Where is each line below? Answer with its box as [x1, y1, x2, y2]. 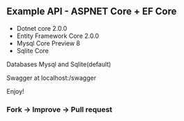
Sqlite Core [16, 46, 49, 55]
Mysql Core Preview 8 [16, 38, 81, 48]
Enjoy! [6, 87, 25, 95]
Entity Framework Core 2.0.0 [16, 31, 99, 40]
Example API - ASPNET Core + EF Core [6, 6, 177, 17]
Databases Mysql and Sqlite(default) [6, 59, 112, 69]
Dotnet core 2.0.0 [16, 24, 68, 32]
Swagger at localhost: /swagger [6, 73, 97, 82]
